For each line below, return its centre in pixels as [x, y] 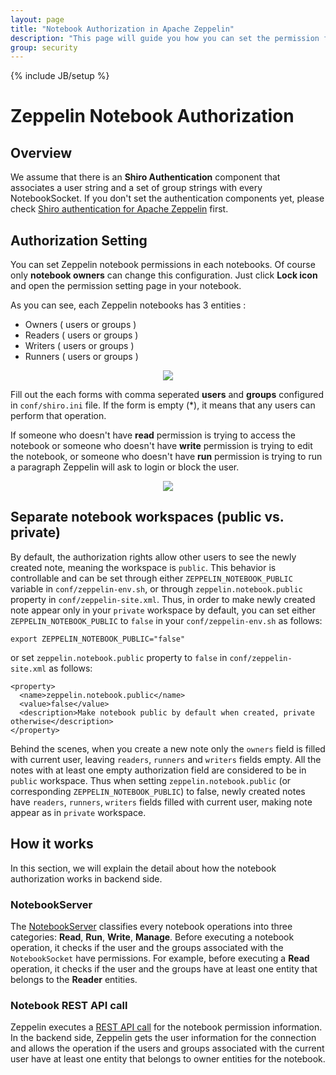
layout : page [37, 19]
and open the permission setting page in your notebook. [126, 286]
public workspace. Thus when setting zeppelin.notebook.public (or [151, 780]
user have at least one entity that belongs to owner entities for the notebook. [168, 1059]
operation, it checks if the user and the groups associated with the [147, 947]
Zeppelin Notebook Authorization [152, 116]
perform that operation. [58, 416]
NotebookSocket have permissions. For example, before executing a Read [160, 958]
